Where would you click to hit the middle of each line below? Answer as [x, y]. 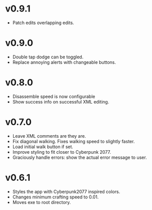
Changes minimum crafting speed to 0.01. [55, 197]
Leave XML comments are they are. [49, 136]
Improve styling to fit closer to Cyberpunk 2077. [62, 152]
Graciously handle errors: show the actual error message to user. [80, 157]
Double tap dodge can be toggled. [48, 57]
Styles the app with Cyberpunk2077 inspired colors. [66, 191]
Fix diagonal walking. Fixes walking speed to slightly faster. [73, 141]
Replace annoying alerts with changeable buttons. [64, 62]
